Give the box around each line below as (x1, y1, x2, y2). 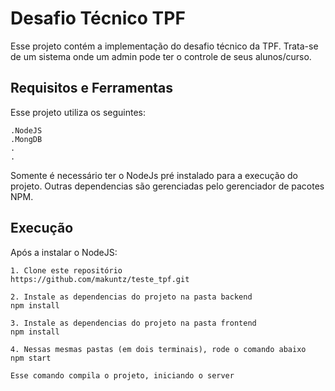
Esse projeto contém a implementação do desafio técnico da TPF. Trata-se (10, 40, 319, 52)
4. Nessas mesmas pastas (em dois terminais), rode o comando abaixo (10, 344, 307, 354)
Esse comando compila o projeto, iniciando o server (10, 370, 235, 381)
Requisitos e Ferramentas (10, 80, 173, 97)
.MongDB (10, 134, 43, 144)
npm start (10, 353, 52, 363)
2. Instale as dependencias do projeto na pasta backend (10, 292, 253, 302)
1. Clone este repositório (10, 265, 123, 276)
